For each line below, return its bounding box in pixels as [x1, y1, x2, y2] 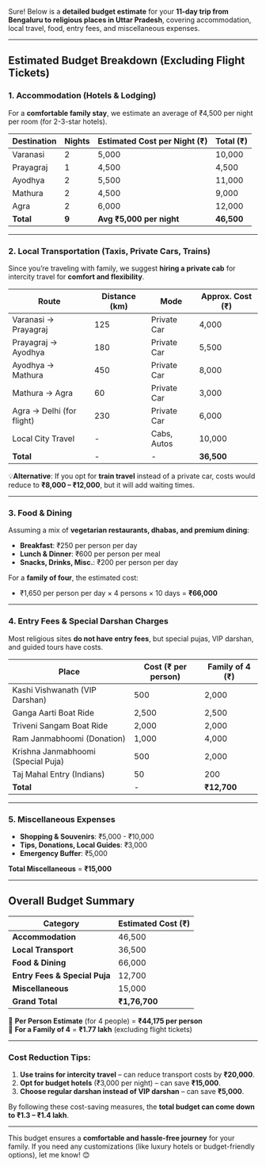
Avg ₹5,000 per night [97, 213, 180, 225]
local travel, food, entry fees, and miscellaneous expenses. [8, 24, 200, 33]
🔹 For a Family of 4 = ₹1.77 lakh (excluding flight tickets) [8, 1024, 192, 1034]
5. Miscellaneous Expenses [8, 813, 116, 824]
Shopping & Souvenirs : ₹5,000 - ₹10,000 [19, 831, 154, 841]
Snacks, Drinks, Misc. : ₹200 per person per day [19, 558, 178, 567]
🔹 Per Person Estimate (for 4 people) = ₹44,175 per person [8, 1015, 203, 1026]
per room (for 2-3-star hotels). [8, 117, 108, 126]
